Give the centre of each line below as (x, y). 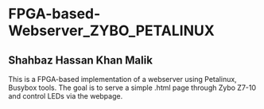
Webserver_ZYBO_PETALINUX (111, 31)
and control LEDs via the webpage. (66, 96)
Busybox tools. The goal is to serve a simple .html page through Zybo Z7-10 (132, 88)
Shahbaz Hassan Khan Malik (81, 60)
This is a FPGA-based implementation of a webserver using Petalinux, (122, 79)
